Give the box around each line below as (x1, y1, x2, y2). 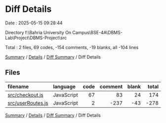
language (53, 83, 76, 90)
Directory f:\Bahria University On (5, 29, 72, 35)
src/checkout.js (7, 91, 43, 98)
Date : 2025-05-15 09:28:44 (5, 20, 63, 26)
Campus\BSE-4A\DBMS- (72, 29, 123, 35)
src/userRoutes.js (7, 99, 48, 106)
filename (7, 83, 29, 90)
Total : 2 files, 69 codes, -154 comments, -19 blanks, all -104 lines (5, 44, 139, 50)
